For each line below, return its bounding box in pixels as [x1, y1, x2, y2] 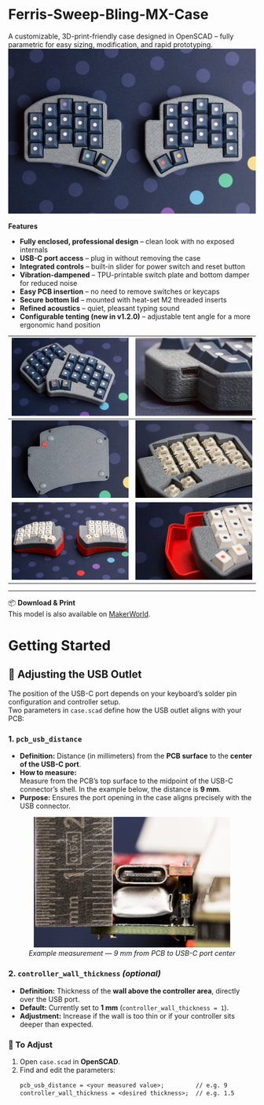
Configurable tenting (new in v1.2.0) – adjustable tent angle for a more [19, 312, 251, 321]
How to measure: [19, 767, 77, 777]
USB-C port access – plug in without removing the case [19, 253, 201, 262]
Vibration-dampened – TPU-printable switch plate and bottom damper [19, 269, 250, 280]
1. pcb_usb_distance [8, 733, 82, 744]
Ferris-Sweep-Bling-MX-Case [8, 5, 209, 24]
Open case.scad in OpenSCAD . [19, 1056, 120, 1066]
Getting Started [8, 636, 112, 654]
